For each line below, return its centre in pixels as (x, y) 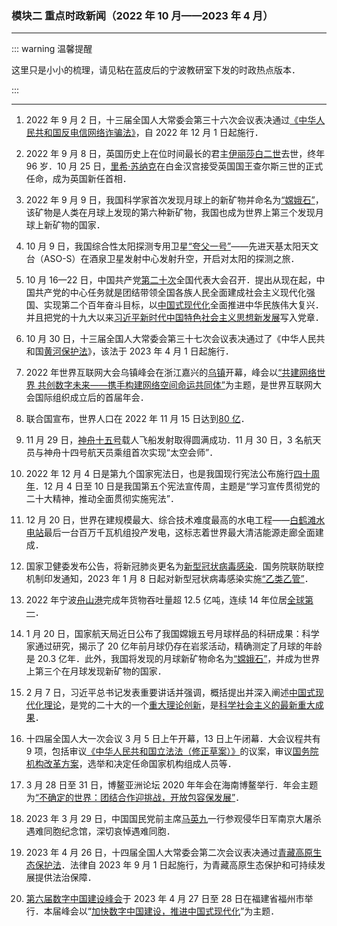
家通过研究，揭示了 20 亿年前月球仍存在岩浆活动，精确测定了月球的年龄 (174, 646)
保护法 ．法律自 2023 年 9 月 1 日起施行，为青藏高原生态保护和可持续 (176, 865)
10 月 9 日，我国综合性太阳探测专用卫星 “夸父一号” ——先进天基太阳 (163, 246)
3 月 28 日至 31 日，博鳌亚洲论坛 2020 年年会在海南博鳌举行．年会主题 (172, 785)
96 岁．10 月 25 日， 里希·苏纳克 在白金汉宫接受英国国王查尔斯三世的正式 (174, 166)
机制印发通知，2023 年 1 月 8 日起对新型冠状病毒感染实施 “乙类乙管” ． (169, 579)
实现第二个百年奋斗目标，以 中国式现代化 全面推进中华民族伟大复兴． (183, 305)
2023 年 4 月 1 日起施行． (181, 351)
